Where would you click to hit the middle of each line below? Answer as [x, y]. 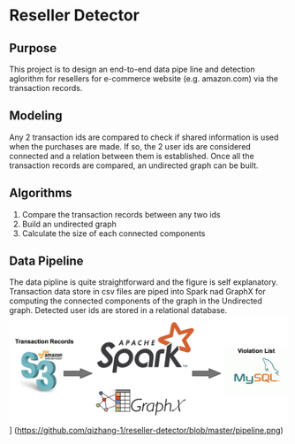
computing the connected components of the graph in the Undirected [136, 301]
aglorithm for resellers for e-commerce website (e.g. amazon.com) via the [144, 79]
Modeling [36, 116]
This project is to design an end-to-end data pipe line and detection [132, 69]
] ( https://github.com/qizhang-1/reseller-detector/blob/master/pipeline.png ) [147, 431]
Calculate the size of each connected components [113, 233]
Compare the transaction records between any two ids [121, 214]
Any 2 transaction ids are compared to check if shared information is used [144, 137]
